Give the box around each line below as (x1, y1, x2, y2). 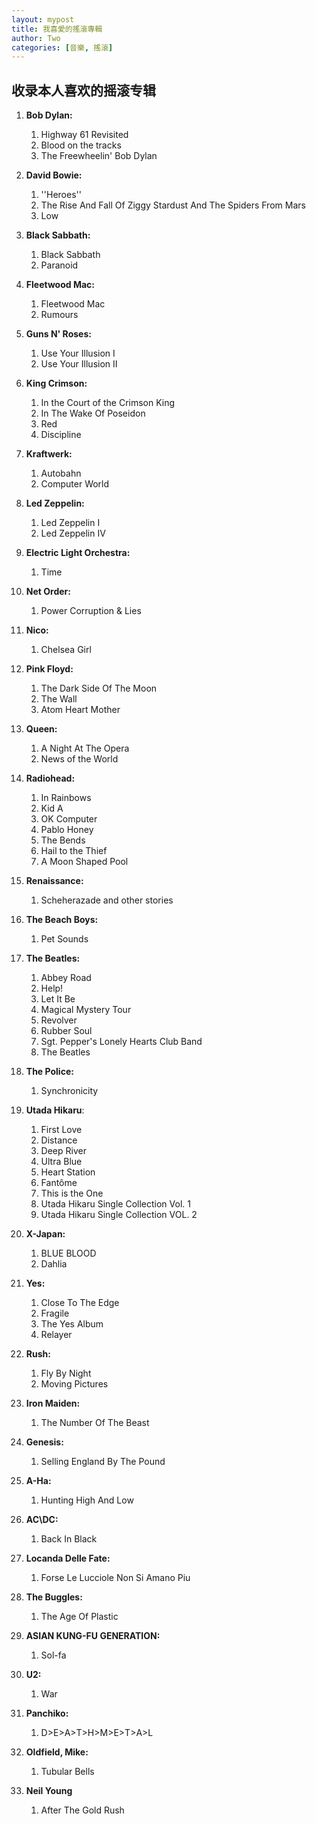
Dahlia (40, 1258, 68, 1270)
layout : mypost (11, 14, 75, 25)
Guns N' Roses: (25, 328, 92, 340)
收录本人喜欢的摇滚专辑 (11, 82, 156, 99)
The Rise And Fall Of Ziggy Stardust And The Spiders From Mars (40, 199, 306, 211)
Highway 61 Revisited (40, 129, 129, 141)
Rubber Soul (40, 1025, 93, 1037)
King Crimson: (25, 377, 88, 390)
